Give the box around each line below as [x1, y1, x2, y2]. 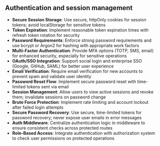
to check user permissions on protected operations [12, 135, 115, 141]
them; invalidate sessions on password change [12, 94, 106, 100]
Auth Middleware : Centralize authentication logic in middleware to [12, 120, 145, 126]
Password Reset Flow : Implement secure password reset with [12, 79, 137, 84]
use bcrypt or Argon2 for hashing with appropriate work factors [12, 42, 139, 48]
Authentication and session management [5, 4, 133, 12]
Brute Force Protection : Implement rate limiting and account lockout [12, 99, 149, 105]
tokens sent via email [26, 83, 69, 89]
